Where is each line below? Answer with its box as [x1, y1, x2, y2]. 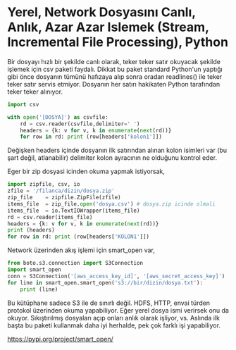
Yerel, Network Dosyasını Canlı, [7, 4, 196, 20]
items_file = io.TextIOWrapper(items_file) [7, 207, 140, 214]
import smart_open [7, 266, 61, 273]
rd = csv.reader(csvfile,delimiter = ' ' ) [20, 120, 140, 127]
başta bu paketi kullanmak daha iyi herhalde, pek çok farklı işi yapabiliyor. [7, 321, 221, 330]
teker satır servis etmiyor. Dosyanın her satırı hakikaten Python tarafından [7, 80, 221, 88]
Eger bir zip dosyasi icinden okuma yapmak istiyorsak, [7, 167, 166, 176]
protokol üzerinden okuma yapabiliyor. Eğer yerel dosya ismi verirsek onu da [7, 306, 229, 314]
